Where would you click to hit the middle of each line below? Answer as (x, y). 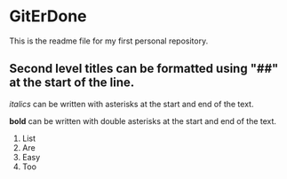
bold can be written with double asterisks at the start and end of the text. (143, 121)
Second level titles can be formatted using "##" (144, 69)
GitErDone (48, 16)
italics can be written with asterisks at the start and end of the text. (132, 104)
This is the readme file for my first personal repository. (109, 41)
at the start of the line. (72, 83)
